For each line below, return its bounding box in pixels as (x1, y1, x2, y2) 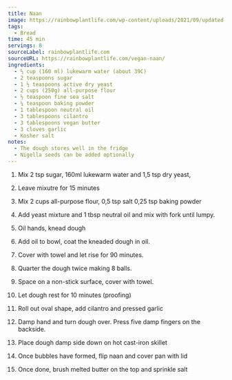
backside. (17, 325, 46, 333)
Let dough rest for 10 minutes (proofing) (17, 291, 131, 299)
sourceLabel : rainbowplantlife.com (8, 49, 110, 56)
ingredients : (8, 61, 45, 68)
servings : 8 (8, 42, 42, 49)
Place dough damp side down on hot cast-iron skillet (17, 338, 168, 346)
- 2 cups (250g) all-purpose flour (14, 87, 116, 94)
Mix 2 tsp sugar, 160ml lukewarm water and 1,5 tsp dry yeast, (17, 170, 191, 178)
